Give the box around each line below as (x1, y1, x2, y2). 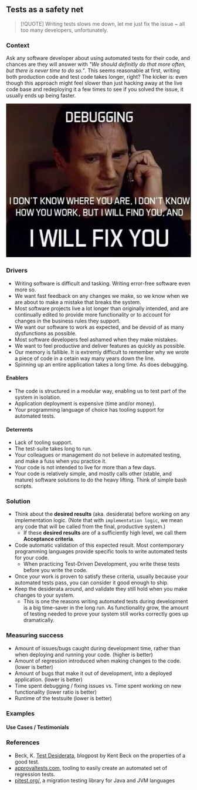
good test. (14, 758, 40, 765)
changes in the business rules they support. (14, 317, 121, 324)
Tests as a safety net (6, 5, 84, 15)
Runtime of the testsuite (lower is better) (14, 694, 113, 701)
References (6, 738, 40, 747)
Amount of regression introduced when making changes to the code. (14, 657, 182, 664)
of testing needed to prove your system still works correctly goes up (23, 610, 189, 617)
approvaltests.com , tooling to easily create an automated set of (14, 764, 168, 771)
